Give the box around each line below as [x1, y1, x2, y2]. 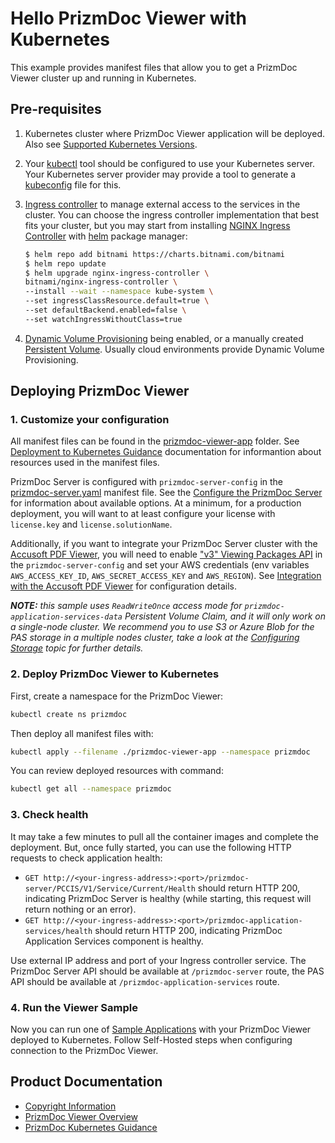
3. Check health [10, 808, 89, 822]
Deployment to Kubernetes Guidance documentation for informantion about [10, 446, 322, 458]
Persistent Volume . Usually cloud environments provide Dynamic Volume [24, 343, 325, 355]
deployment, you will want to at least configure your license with [10, 508, 276, 520]
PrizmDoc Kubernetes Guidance [24, 1121, 158, 1133]
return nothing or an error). [24, 903, 137, 915]
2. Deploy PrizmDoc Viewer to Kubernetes [10, 667, 220, 681]
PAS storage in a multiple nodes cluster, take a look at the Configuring [10, 632, 300, 644]
